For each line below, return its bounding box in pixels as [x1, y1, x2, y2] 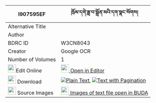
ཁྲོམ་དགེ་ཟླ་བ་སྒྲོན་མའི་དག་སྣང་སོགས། [71, 9, 138, 16]
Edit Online [16, 67, 42, 74]
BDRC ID [8, 40, 29, 46]
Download [17, 78, 42, 85]
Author [8, 31, 25, 38]
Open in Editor [70, 67, 105, 74]
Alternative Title [8, 23, 46, 30]
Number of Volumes [8, 56, 56, 63]
